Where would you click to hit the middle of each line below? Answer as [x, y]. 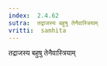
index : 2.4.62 [34, 16]
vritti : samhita [37, 30]
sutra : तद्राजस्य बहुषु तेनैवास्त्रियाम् [53, 23]
